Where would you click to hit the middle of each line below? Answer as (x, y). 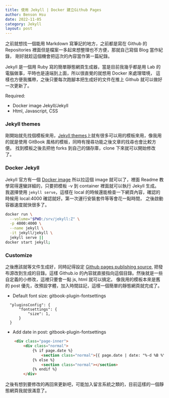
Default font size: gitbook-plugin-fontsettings (59, 296)
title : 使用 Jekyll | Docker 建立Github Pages (53, 10)
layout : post (19, 29)
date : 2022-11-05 (23, 19)
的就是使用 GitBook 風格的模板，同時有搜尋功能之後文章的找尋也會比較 (78, 142)
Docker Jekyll (22, 168)
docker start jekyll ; (28, 242)
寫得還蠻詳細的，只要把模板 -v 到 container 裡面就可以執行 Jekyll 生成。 (84, 186)
